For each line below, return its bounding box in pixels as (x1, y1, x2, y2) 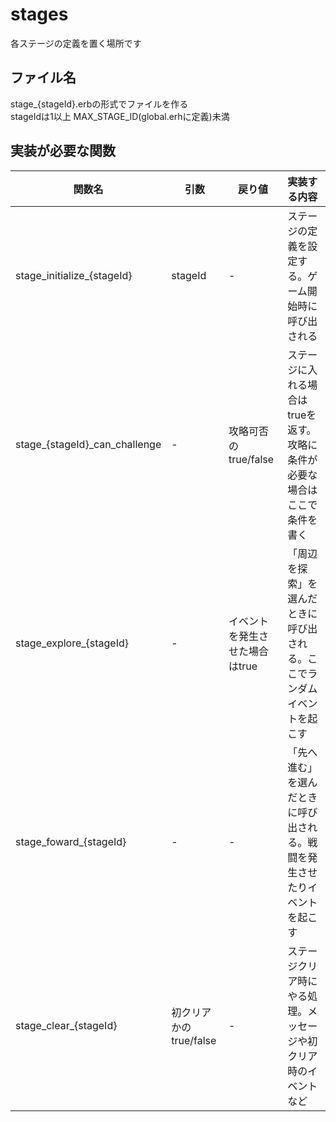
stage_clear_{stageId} (15, 1018, 118, 1032)
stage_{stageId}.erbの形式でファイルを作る (10, 98, 189, 110)
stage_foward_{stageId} (15, 834, 127, 848)
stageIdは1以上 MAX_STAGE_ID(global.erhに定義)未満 (10, 110, 230, 122)
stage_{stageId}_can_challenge (15, 437, 162, 451)
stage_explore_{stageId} (15, 636, 130, 650)
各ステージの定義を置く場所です (10, 37, 142, 49)
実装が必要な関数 (10, 143, 116, 160)
